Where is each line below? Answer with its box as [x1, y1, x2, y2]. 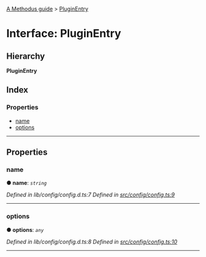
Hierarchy [6, 51, 45, 61]
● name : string [6, 179, 47, 187]
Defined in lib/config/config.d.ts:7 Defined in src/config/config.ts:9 [6, 191, 175, 198]
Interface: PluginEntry [6, 27, 121, 40]
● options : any [6, 226, 44, 233]
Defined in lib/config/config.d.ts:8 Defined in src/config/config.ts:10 [6, 238, 178, 245]
